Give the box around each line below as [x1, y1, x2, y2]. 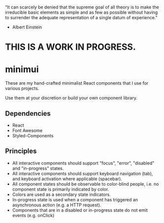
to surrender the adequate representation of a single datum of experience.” [5, 15, 158, 20]
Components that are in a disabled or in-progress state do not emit [12, 207, 148, 213]
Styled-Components [12, 132, 54, 138]
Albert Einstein [12, 24, 42, 30]
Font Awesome [12, 127, 43, 133]
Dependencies [5, 109, 51, 118]
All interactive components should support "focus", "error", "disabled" [12, 160, 155, 166]
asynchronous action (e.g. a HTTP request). [12, 202, 101, 208]
